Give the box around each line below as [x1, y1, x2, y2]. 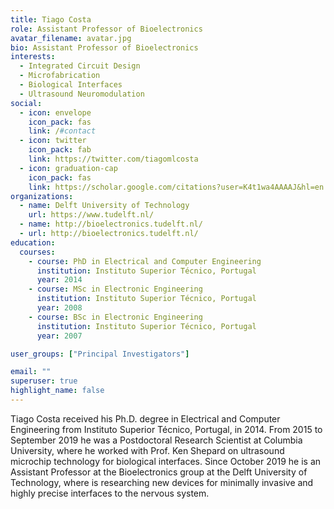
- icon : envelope [19, 107, 92, 118]
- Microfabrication [19, 71, 101, 81]
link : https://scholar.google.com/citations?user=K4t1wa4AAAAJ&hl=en [28, 182, 325, 192]
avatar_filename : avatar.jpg [10, 33, 132, 43]
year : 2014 [36, 275, 83, 285]
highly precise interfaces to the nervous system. [10, 487, 210, 499]
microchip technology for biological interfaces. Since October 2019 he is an [10, 455, 322, 467]
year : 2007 [36, 331, 83, 341]
